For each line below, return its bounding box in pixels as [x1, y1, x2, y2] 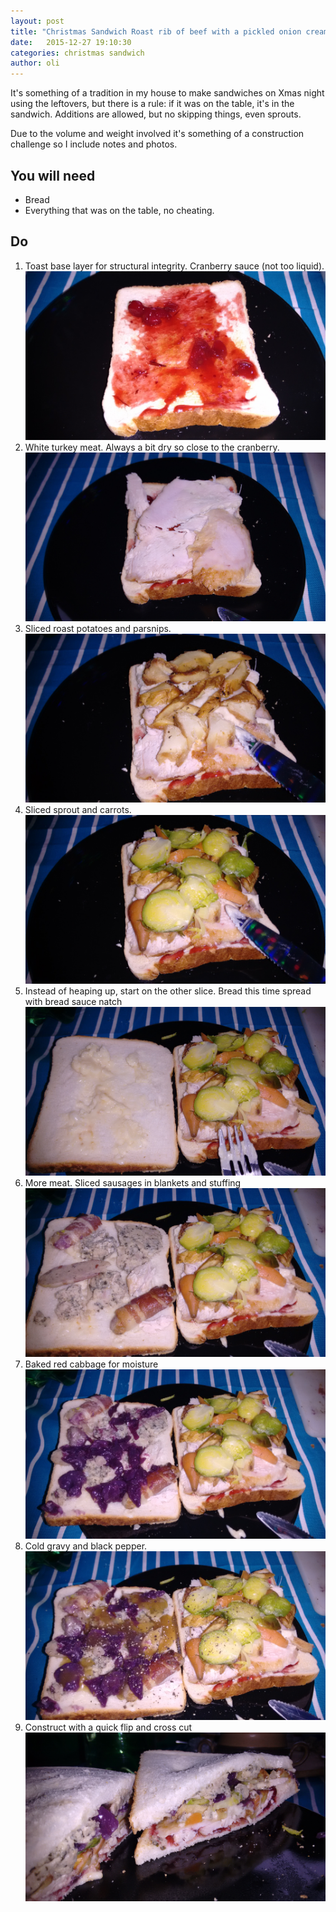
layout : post [10, 16, 65, 26]
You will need [10, 167, 96, 184]
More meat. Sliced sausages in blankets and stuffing [24, 1177, 242, 1189]
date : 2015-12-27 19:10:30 [10, 37, 132, 47]
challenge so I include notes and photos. [10, 138, 178, 150]
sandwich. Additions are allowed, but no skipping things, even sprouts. [10, 108, 302, 120]
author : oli [10, 58, 60, 69]
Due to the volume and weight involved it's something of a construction [10, 128, 305, 140]
